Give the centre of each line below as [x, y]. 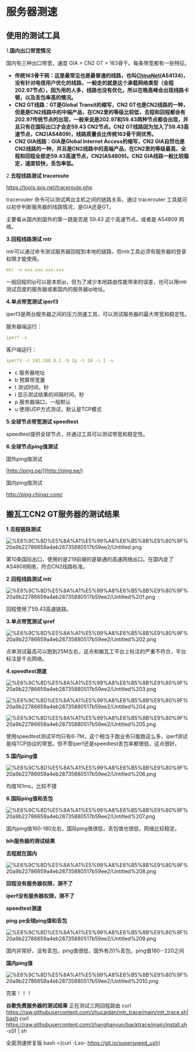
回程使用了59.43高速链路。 [39, 609]
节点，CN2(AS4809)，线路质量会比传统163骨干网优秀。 [88, 134]
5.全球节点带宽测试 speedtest [42, 422]
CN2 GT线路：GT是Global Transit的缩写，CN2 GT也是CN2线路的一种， [101, 105]
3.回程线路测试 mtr [29, 239]
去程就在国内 [21, 854]
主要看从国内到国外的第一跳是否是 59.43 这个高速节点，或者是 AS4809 [92, 219]
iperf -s [17, 337]
